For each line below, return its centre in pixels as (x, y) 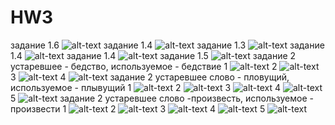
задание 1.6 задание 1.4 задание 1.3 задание (167, 45)
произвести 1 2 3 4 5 (138, 108)
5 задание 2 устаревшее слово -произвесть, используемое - (162, 98)
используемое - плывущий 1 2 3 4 (146, 87)
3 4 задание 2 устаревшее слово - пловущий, (150, 77)
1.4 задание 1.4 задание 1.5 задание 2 (153, 55)
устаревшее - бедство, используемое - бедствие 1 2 (144, 66)
